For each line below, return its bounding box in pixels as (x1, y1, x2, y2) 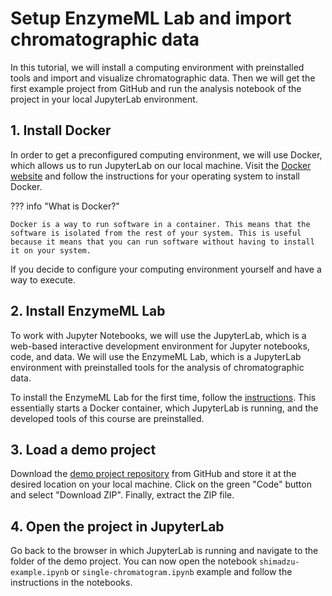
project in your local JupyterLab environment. (10, 93, 198, 105)
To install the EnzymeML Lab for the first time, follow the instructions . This (10, 391, 317, 403)
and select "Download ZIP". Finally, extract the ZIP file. (10, 489, 235, 501)
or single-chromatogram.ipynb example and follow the (71, 566, 293, 578)
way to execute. (10, 273, 76, 286)
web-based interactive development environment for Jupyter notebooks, (10, 340, 310, 352)
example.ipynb (10, 568, 70, 578)
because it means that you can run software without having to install (10, 237, 315, 247)
